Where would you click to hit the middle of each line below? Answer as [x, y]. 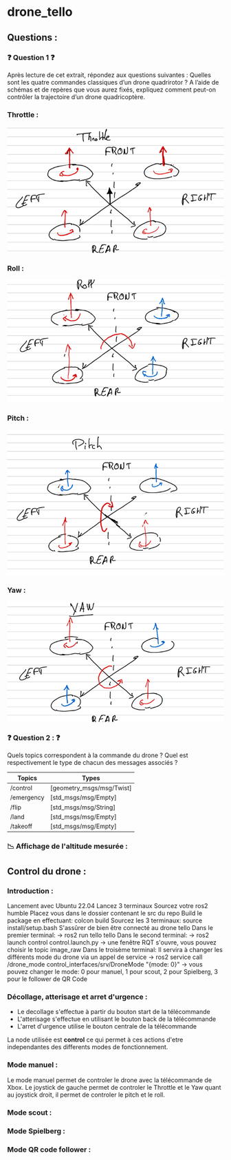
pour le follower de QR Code [47, 979]
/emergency [27, 798]
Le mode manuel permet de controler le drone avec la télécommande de [109, 1080]
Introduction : [30, 891]
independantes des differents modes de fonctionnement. [88, 1047]
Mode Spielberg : [36, 1131]
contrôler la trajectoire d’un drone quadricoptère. [76, 96]
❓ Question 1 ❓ [31, 57]
